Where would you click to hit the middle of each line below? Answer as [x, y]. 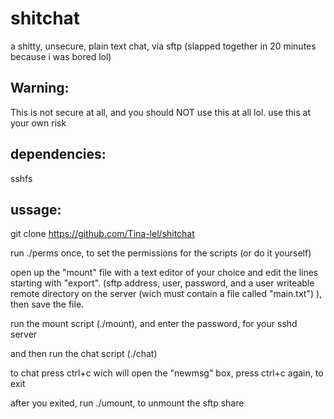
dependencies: [58, 154]
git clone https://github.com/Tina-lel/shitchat [102, 234]
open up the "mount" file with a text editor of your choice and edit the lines [164, 273]
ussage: [36, 209]
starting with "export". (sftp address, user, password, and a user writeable [162, 283]
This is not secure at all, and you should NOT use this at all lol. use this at [161, 112]
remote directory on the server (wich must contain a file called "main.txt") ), [166, 294]
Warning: [40, 88]
